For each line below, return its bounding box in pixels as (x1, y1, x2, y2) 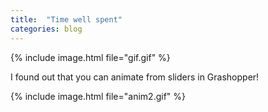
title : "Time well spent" (10, 14, 123, 25)
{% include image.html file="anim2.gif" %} (10, 90, 186, 102)
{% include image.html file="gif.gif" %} (10, 51, 171, 63)
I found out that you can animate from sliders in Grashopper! (10, 71, 260, 83)
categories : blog (10, 24, 83, 34)
